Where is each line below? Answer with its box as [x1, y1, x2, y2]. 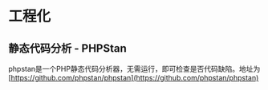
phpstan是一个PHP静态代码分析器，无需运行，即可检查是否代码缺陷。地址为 [8, 65, 261, 73]
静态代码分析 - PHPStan [8, 41, 127, 55]
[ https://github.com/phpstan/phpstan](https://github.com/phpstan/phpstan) [8, 73, 259, 82]
